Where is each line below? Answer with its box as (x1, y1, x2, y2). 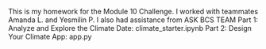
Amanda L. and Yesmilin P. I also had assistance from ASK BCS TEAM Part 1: (8, 15, 258, 24)
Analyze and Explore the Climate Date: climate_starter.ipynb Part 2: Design (8, 24, 252, 32)
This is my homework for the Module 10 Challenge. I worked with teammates (8, 7, 259, 16)
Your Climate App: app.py (8, 32, 92, 41)
